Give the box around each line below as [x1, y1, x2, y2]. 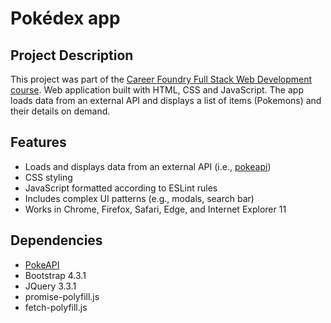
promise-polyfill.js [24, 290, 100, 302]
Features [10, 134, 67, 151]
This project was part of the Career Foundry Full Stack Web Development [10, 73, 313, 85]
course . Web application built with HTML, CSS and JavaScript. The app [10, 84, 304, 96]
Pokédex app [10, 7, 121, 30]
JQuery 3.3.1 [24, 280, 77, 292]
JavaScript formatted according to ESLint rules [24, 182, 218, 194]
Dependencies [10, 232, 103, 249]
